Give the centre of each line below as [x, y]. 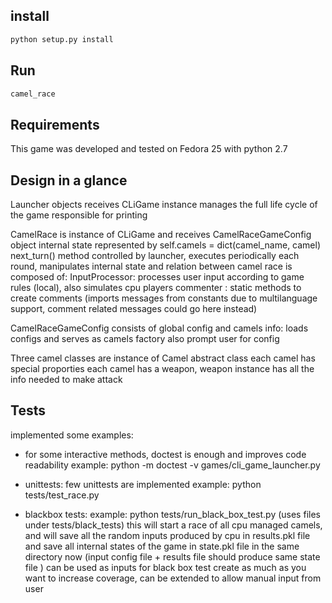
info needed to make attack [66, 379]
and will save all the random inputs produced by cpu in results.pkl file [167, 535]
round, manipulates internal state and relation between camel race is [151, 266]
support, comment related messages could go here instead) [134, 308]
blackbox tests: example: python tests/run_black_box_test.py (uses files [172, 514]
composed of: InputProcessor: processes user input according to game [157, 277]
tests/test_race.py [62, 495]
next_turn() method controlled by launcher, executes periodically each [155, 255]
